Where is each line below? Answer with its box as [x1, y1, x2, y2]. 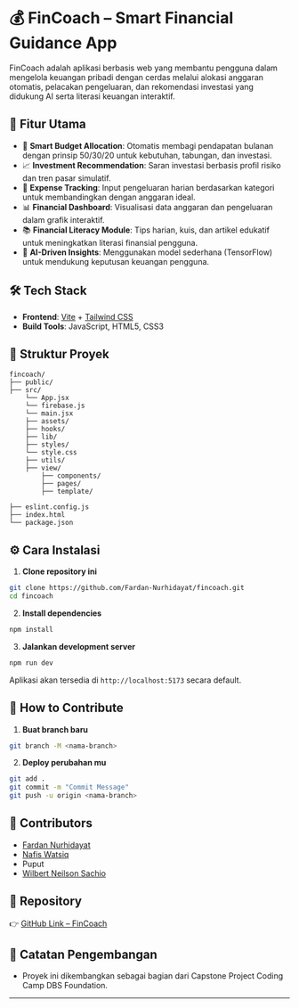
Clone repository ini [21, 566, 98, 577]
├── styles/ [25, 440, 69, 449]
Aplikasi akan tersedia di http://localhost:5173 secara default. [9, 675, 242, 685]
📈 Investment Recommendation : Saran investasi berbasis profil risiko [21, 160, 282, 170]
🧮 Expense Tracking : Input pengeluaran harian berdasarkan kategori [21, 182, 275, 193]
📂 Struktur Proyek [9, 346, 109, 362]
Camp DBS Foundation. [21, 980, 109, 991]
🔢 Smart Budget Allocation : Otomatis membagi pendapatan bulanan [21, 140, 274, 151]
